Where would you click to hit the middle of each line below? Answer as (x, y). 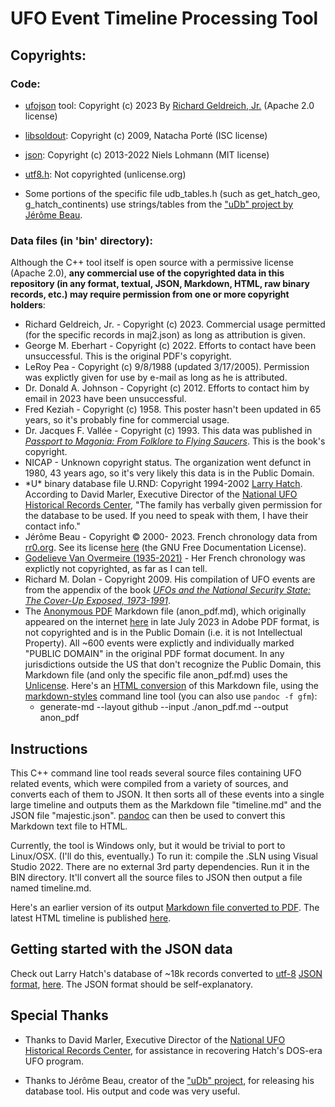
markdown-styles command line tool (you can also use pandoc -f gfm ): (171, 696)
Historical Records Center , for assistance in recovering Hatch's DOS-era (173, 1050)
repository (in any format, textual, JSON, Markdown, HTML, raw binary (160, 284)
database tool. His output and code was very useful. (132, 1091)
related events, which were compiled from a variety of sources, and (149, 783)
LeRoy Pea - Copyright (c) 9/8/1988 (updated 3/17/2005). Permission (167, 367)
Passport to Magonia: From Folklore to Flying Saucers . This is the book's (175, 441)
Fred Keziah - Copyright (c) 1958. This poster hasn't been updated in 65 (173, 409)
